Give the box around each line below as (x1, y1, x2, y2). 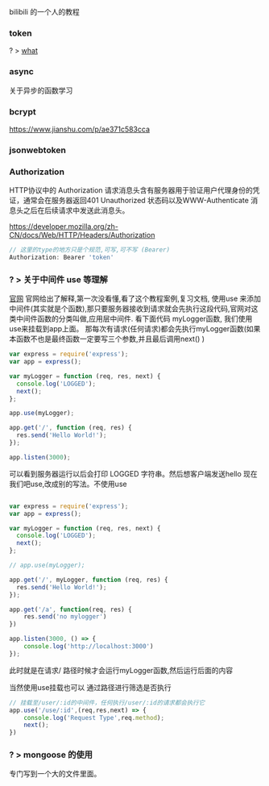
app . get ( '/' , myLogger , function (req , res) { (9, 576, 168, 584)
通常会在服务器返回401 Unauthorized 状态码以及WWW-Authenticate (23, 196, 249, 206)
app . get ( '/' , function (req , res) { (9, 424, 132, 432)
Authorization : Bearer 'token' (9, 253, 114, 261)
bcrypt (9, 106, 37, 117)
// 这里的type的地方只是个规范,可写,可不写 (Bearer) (9, 246, 171, 254)
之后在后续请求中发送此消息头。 (23, 206, 130, 215)
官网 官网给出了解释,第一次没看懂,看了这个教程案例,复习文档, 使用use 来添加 (9, 293, 261, 304)
